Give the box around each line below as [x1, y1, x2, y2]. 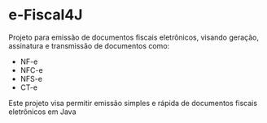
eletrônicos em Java [8, 107, 77, 117]
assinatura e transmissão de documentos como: [8, 40, 170, 50]
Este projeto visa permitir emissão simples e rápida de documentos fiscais [8, 98, 258, 108]
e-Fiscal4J [8, 6, 83, 24]
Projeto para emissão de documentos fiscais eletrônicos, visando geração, [8, 32, 259, 42]
